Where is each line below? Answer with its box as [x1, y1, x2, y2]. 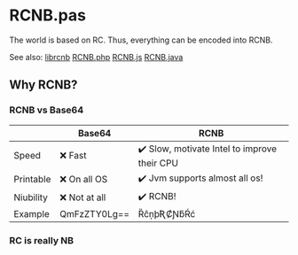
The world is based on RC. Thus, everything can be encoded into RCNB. [9, 35, 273, 45]
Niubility [13, 191, 49, 204]
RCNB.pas [9, 5, 87, 26]
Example [13, 207, 51, 220]
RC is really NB [9, 234, 74, 246]
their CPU [137, 157, 179, 169]
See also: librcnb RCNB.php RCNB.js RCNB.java [9, 51, 184, 62]
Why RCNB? [9, 77, 78, 93]
